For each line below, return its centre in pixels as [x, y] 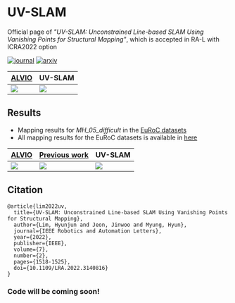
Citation [25, 190]
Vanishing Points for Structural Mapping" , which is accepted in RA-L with [113, 39]
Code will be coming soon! [53, 292]
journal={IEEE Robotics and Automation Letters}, [88, 231]
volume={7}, [31, 249]
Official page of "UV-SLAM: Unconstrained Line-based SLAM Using [106, 32]
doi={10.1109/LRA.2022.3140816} [61, 268]
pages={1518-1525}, [42, 261]
